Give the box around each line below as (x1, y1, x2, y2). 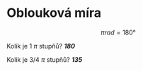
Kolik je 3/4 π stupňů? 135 (6, 55, 83, 64)
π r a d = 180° (101, 28, 136, 37)
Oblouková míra (6, 5, 102, 21)
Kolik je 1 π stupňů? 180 (6, 41, 76, 50)
